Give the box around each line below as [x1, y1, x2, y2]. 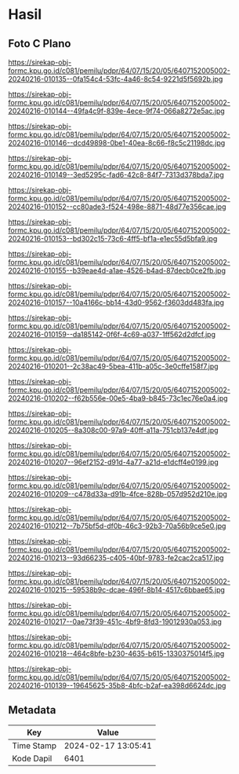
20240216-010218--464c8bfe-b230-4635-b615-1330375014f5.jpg [8, 649, 225, 658]
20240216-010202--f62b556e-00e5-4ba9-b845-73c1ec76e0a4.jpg [8, 394, 229, 402]
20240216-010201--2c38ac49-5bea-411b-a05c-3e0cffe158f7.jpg [8, 361, 219, 371]
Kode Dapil [12, 753, 53, 764]
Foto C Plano [8, 37, 71, 50]
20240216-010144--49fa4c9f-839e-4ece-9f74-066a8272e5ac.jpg [8, 106, 225, 116]
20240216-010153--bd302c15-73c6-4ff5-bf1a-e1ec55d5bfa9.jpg [8, 234, 218, 243]
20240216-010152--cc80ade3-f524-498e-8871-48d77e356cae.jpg [8, 202, 226, 211]
